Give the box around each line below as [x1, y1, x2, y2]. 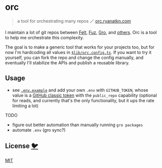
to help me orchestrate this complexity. [5, 34, 84, 40]
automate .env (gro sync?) [12, 127, 66, 133]
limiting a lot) [12, 103, 39, 109]
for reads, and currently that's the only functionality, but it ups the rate [12, 97, 155, 103]
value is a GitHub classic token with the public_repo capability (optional [12, 92, 157, 98]
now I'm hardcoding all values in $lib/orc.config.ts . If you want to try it [5, 49, 152, 55]
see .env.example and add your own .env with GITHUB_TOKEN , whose [12, 87, 148, 93]
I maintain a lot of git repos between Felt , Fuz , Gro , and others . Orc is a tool [5, 29, 157, 35]
